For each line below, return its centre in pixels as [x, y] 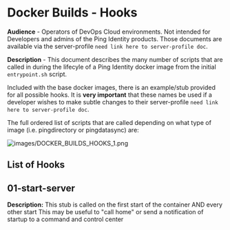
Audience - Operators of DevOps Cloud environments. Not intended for [109, 32]
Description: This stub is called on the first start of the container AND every [115, 205]
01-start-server [41, 188]
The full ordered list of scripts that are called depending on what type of [109, 122]
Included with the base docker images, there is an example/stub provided [111, 87]
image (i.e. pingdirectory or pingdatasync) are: [73, 130]
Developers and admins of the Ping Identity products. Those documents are [115, 38]
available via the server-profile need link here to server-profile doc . [107, 46]
